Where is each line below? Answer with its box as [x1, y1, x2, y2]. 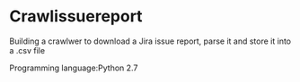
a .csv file [9, 45, 46, 55]
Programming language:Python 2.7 [9, 62, 138, 73]
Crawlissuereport [9, 6, 143, 27]
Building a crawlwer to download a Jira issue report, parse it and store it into [9, 36, 292, 46]
